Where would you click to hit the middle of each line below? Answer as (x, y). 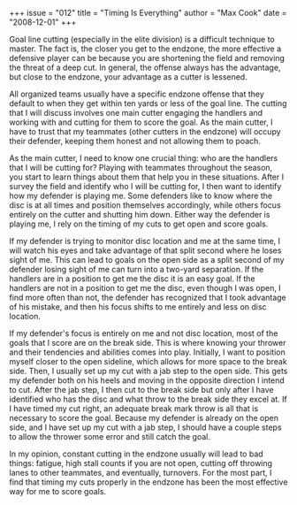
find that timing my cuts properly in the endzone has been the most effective (148, 482)
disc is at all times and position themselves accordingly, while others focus (145, 205)
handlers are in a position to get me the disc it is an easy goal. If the (132, 279)
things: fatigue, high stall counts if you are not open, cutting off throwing (141, 463)
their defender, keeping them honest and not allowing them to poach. (135, 141)
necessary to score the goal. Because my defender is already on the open (144, 418)
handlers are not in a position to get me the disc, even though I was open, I (145, 288)
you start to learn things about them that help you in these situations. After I (147, 177)
